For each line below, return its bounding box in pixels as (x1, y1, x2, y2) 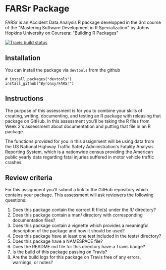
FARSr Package (5, 3, 69, 14)
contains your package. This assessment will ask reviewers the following (5, 192, 154, 198)
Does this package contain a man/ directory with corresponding (12, 212, 143, 218)
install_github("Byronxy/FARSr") (5, 81, 74, 86)
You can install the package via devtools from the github (5, 67, 120, 73)
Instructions (5, 95, 44, 103)
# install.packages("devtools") (5, 76, 72, 82)
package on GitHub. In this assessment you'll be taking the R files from (5, 118, 150, 124)
